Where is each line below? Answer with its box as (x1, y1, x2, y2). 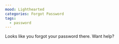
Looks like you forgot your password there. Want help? (5, 33, 115, 39)
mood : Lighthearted (5, 7, 45, 12)
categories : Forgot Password (5, 11, 64, 16)
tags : (5, 16, 16, 21)
